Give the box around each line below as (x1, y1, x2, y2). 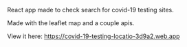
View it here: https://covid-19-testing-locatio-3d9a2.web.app (7, 32, 180, 40)
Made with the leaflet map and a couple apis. (7, 19, 135, 27)
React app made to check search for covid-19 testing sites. (7, 6, 174, 14)
